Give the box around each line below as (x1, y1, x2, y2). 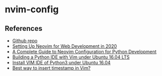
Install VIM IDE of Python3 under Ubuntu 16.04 (12, 60, 111, 65)
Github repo (12, 37, 38, 44)
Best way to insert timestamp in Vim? (12, 65, 91, 71)
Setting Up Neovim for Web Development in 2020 (12, 43, 117, 49)
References (5, 24, 43, 33)
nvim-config (5, 4, 59, 15)
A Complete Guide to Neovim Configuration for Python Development (12, 49, 157, 54)
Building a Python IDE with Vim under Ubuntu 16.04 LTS (12, 54, 130, 60)
